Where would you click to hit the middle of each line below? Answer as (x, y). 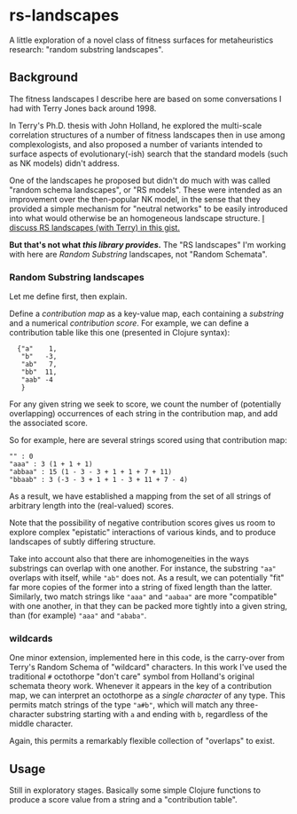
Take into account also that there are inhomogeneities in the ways (129, 559)
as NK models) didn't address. (64, 163)
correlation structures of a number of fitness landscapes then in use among (147, 135)
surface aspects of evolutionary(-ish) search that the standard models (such (148, 154)
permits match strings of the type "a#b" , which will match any (121, 705)
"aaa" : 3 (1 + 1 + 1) (51, 464)
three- (247, 705)
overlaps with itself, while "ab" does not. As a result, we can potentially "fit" (147, 578)
